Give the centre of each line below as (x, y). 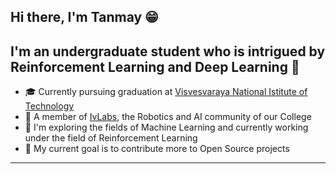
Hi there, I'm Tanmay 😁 (84, 17)
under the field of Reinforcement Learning (111, 138)
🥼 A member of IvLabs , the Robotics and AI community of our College (168, 117)
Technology (49, 106)
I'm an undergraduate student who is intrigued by (168, 51)
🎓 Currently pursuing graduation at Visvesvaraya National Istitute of (166, 92)
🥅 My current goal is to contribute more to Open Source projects (157, 149)
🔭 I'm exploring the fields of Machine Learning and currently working (166, 127)
